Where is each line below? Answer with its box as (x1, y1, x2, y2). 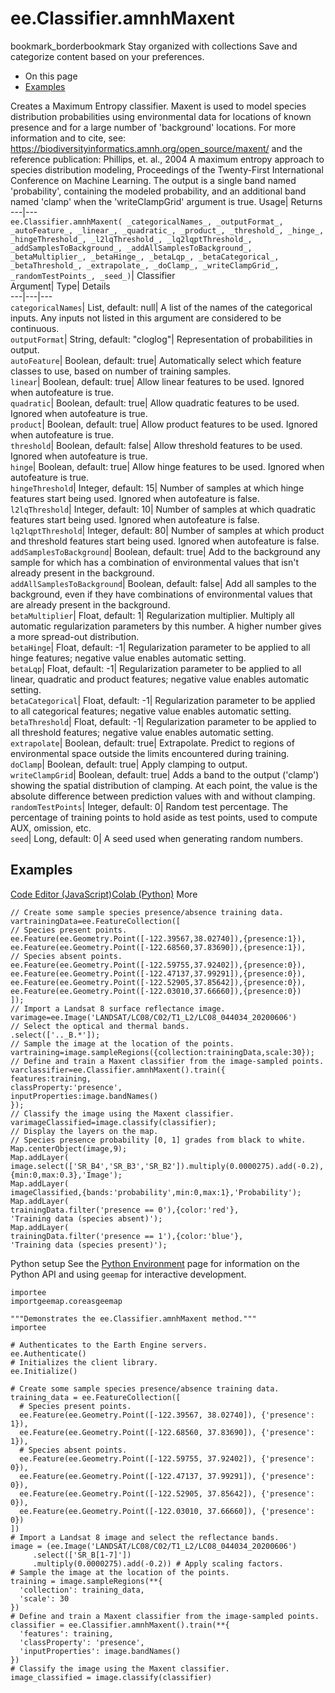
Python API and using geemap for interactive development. (10, 1268, 247, 1280)
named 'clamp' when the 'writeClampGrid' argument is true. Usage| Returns (10, 195, 323, 207)
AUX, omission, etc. (10, 822, 92, 834)
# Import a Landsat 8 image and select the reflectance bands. (10, 1532, 280, 1542)
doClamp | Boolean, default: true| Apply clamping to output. (10, 758, 248, 770)
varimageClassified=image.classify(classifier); (10, 1117, 217, 1127)
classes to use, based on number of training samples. (10, 365, 232, 377)
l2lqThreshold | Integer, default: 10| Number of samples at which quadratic (10, 503, 317, 515)
